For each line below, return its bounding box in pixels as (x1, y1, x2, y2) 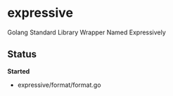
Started (7, 67, 30, 75)
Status (7, 48, 37, 60)
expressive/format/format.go (17, 81, 101, 89)
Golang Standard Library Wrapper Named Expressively (7, 28, 167, 36)
